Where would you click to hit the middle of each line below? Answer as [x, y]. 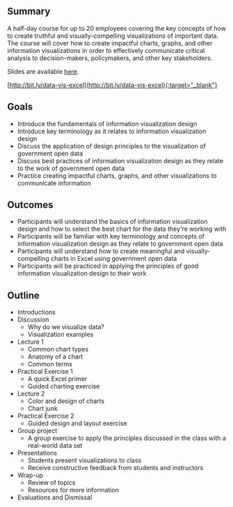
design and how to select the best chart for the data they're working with [122, 229]
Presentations [37, 453]
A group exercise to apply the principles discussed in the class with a [127, 438]
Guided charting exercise [64, 386]
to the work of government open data [71, 168]
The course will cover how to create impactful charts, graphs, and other [110, 43]
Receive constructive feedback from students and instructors [115, 468]
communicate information [54, 183]
